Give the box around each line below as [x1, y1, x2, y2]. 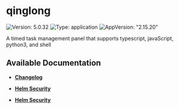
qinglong [6, 4, 51, 18]
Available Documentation [6, 58, 102, 68]
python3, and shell [6, 41, 51, 48]
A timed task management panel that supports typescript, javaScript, [6, 35, 174, 42]
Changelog [14, 73, 43, 80]
